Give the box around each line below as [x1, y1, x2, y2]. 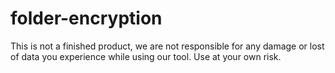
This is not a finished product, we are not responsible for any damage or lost [10, 40, 325, 52]
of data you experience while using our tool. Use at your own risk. [10, 50, 282, 62]
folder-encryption [10, 7, 163, 30]
